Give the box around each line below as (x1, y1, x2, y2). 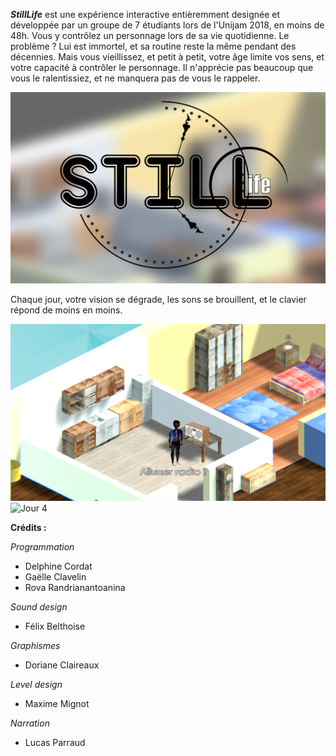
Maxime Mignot (24, 698, 90, 710)
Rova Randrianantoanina (24, 582, 126, 594)
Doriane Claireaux (24, 659, 100, 671)
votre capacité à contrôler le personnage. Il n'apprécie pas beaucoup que (10, 62, 314, 73)
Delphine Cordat (24, 560, 93, 573)
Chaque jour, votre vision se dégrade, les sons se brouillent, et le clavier (10, 293, 307, 305)
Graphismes (10, 640, 61, 652)
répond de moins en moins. (10, 304, 123, 316)
